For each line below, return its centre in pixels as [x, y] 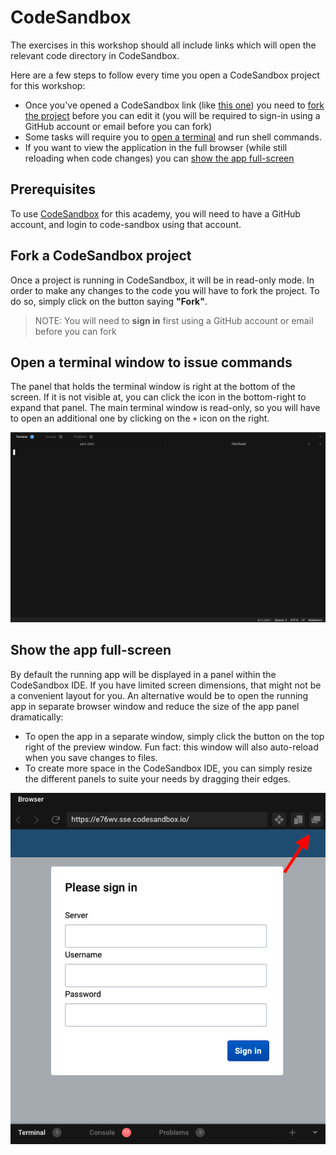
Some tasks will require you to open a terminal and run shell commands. [173, 137]
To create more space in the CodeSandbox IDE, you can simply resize [168, 768]
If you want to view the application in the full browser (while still [156, 147]
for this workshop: [48, 85]
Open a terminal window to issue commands [151, 362]
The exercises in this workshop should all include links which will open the [163, 45]
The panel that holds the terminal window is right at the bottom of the [153, 387]
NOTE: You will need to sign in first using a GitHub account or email [174, 320]
